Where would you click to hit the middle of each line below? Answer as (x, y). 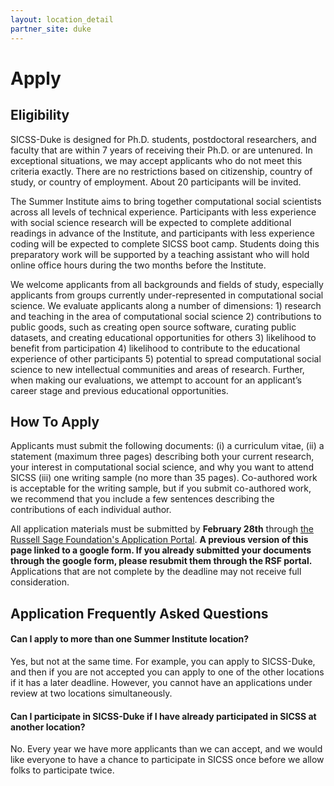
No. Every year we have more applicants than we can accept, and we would (166, 749)
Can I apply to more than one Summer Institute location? (130, 639)
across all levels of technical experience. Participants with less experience (163, 212)
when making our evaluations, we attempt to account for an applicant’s (156, 380)
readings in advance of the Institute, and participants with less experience (162, 233)
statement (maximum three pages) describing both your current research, (162, 457)
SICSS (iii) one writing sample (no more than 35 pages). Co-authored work (164, 478)
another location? (48, 727)
